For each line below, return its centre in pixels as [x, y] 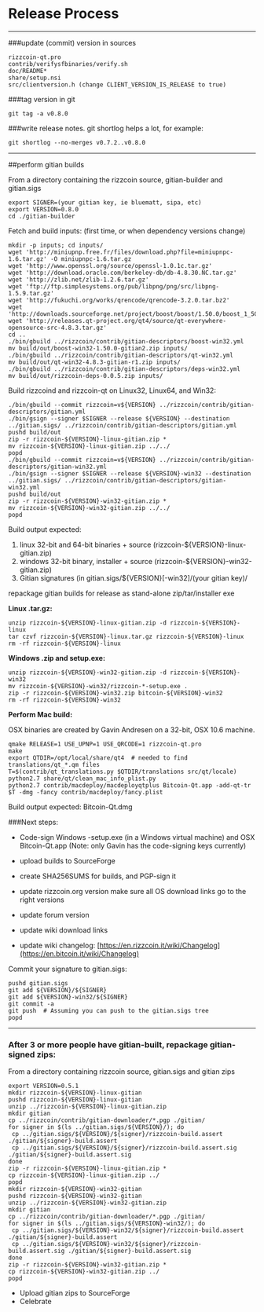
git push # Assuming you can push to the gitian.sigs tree [109, 1010]
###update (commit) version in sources [72, 42]
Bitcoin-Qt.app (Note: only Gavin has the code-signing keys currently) [133, 845]
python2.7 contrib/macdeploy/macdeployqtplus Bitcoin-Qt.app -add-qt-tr [130, 785]
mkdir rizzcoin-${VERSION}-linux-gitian [75, 1093]
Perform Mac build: [40, 714]
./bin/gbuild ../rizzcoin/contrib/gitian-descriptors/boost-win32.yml [126, 341]
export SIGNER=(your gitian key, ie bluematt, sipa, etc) [105, 202]
